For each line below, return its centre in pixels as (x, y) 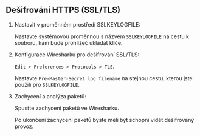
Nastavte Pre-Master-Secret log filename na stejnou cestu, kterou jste (103, 78)
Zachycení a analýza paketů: (50, 96)
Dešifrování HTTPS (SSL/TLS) (63, 10)
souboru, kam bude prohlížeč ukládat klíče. (68, 42)
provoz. (24, 126)
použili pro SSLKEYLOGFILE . (47, 84)
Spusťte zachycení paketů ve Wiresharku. (67, 108)
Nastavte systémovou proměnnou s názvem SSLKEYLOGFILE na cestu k (102, 36)
